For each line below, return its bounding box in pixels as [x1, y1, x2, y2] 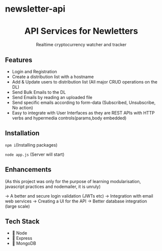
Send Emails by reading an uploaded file [12, 94, 93, 100]
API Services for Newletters [24, 26, 138, 37]
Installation [5, 129, 40, 137]
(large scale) [5, 203, 30, 209]
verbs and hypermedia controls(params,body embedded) [12, 115, 127, 121]
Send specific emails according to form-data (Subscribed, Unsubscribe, [12, 100, 156, 105]
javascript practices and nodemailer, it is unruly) [5, 184, 101, 189]
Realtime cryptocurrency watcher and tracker [36, 42, 127, 48]
